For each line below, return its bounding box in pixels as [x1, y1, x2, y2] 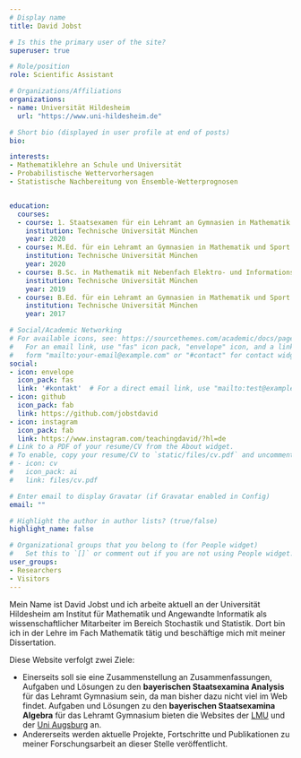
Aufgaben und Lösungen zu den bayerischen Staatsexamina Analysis [21, 681, 285, 692]
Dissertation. [9, 637, 56, 648]
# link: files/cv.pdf [9, 476, 99, 485]
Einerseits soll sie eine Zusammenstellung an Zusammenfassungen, [21, 671, 273, 682]
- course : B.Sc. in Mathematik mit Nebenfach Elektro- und [17, 268, 243, 277]
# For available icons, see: [9, 334, 118, 343]
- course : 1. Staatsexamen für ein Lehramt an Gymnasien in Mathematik [17, 218, 291, 227]
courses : [17, 210, 50, 219]
